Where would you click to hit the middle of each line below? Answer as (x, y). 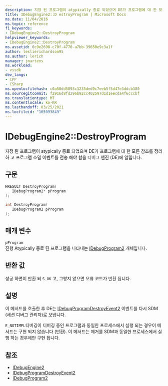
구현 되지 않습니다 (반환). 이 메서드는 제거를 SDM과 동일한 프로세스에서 (87, 332)
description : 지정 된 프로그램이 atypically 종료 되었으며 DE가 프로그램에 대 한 (81, 10)
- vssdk (13, 70)
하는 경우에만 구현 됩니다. (35, 338)
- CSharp (14, 84)
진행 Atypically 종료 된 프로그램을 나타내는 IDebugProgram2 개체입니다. (76, 248)
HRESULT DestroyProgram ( (31, 186)
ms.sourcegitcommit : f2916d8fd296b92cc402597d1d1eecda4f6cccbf (72, 93)
